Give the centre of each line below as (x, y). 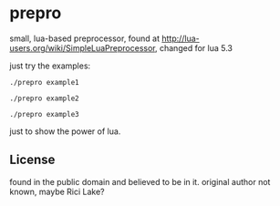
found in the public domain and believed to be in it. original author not (140, 181)
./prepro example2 (44, 98)
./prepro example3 (44, 114)
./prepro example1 (44, 82)
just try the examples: (50, 66)
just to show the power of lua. (65, 131)
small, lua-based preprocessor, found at (85, 38)
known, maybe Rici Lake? (57, 191)
